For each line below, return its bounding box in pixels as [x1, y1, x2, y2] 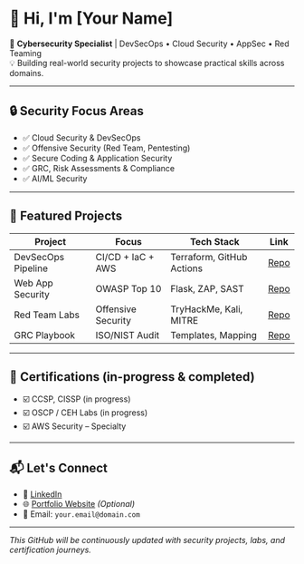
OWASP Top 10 [95, 282, 162, 295]
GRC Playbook [14, 328, 75, 341]
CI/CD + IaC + [95, 250, 155, 263]
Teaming [9, 47, 43, 58]
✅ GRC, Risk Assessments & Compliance [22, 162, 175, 173]
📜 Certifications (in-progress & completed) [9, 369, 255, 384]
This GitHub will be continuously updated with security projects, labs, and [9, 535, 285, 546]
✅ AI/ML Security [22, 172, 88, 184]
